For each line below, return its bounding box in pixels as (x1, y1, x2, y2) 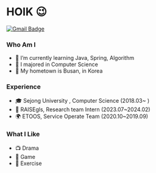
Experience (6, 83, 41, 91)
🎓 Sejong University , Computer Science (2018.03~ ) (15, 97, 150, 104)
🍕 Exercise (15, 160, 42, 167)
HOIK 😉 (6, 5, 48, 19)
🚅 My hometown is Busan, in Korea (15, 67, 103, 75)
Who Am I (6, 40, 36, 49)
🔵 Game (15, 153, 35, 160)
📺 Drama (15, 144, 40, 152)
